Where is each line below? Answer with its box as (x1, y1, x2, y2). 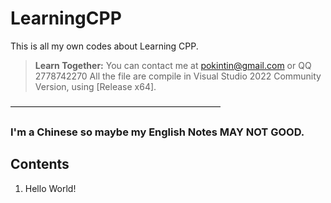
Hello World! (24, 182, 77, 194)
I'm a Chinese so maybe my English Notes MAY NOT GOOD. (10, 125, 305, 139)
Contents (10, 156, 70, 173)
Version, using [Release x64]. (34, 80, 157, 92)
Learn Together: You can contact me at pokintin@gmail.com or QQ (34, 59, 312, 71)
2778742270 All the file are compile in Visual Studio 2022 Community (34, 70, 322, 82)
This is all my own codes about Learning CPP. (10, 40, 199, 52)
